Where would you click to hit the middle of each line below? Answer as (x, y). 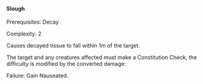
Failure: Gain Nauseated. (37, 75)
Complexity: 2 (24, 34)
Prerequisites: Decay (33, 22)
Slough (16, 9)
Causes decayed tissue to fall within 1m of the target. (73, 46)
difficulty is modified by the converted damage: (66, 64)
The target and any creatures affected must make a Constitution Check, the (102, 57)
